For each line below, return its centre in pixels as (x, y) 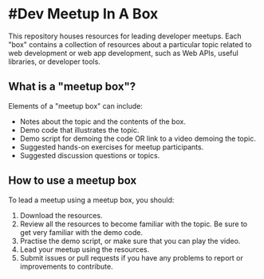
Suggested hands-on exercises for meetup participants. (112, 147)
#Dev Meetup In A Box (83, 14)
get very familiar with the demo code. (81, 232)
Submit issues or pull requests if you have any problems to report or (131, 257)
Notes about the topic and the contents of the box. (102, 122)
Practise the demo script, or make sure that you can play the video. (130, 241)
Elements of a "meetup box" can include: (76, 106)
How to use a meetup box (73, 181)
